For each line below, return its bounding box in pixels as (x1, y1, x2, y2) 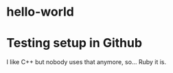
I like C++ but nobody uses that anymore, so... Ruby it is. (6, 58, 167, 66)
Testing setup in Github (6, 35, 142, 51)
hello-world (6, 4, 75, 20)
